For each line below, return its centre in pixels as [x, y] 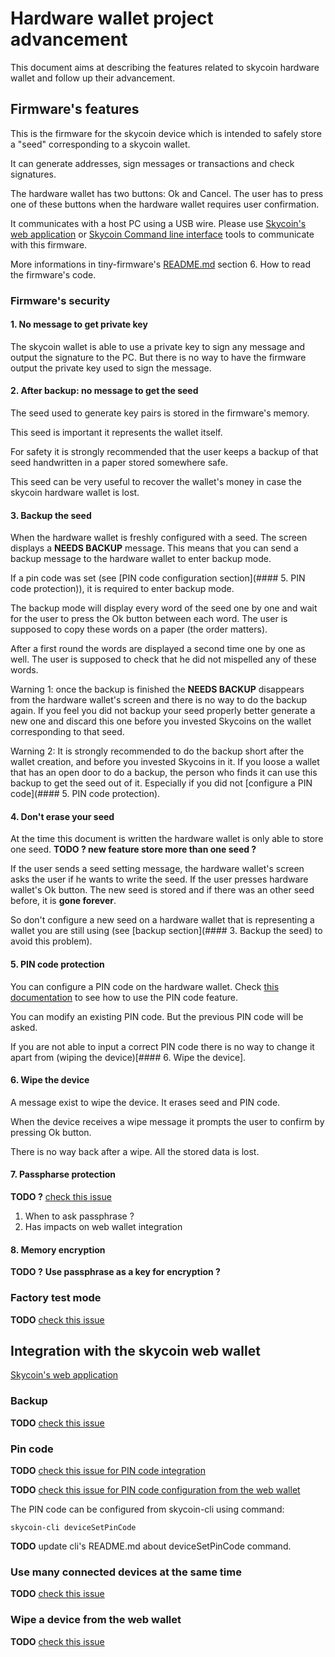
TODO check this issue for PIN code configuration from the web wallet [155, 1490]
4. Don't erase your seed [62, 816]
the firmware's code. [53, 274]
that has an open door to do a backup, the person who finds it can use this [164, 773]
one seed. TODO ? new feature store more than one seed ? [133, 849]
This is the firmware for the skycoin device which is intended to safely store [166, 133]
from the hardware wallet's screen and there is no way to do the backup [159, 700]
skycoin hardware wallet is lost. [75, 493]
